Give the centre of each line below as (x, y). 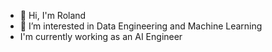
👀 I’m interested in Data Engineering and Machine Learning (141, 26)
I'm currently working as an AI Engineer (101, 36)
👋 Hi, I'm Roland (53, 15)
